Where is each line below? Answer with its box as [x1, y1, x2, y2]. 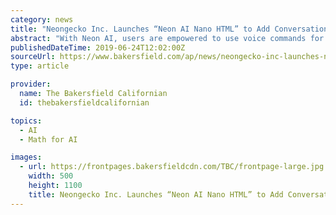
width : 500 [28, 171, 74, 181]
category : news [10, 14, 74, 25]
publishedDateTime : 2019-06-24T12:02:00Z [10, 42, 186, 53]
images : [10, 152, 43, 163]
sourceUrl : [10, 52, 56, 62]
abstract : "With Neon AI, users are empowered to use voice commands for [10, 33, 325, 43]
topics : [10, 116, 43, 126]
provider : [10, 79, 52, 90]
